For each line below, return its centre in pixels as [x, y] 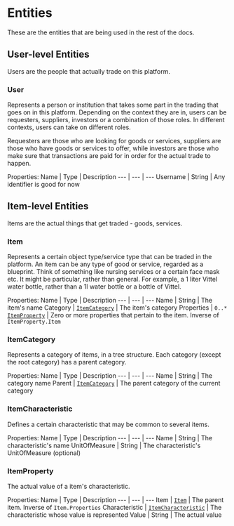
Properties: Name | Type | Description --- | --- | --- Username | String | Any [116, 177]
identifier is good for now [44, 185]
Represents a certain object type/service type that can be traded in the [110, 257]
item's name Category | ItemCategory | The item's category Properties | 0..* [117, 308]
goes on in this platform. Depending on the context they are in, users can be [117, 112]
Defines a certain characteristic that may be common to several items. [109, 424]
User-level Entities [48, 54]
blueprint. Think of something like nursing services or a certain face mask [113, 272]
